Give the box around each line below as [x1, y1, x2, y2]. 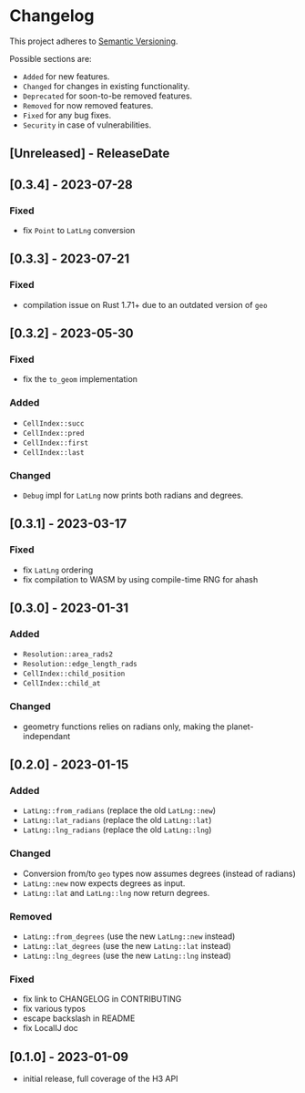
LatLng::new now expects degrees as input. [22, 877, 186, 889]
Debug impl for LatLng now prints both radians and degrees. [22, 490, 244, 500]
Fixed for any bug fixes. [22, 109, 112, 120]
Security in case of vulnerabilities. [22, 119, 152, 130]
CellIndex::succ [22, 418, 85, 428]
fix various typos [22, 1004, 86, 1015]
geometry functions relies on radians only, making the [22, 721, 225, 732]
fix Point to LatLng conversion [22, 225, 136, 236]
